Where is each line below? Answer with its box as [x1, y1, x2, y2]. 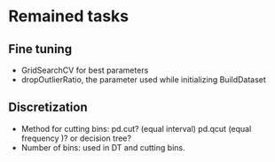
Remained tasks [8, 6, 130, 27]
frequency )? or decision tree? [20, 133, 132, 143]
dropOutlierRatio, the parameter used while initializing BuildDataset [20, 74, 267, 85]
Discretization [8, 100, 88, 115]
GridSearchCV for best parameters [20, 65, 149, 75]
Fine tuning [8, 42, 73, 57]
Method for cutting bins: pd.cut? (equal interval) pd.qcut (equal [20, 123, 252, 134]
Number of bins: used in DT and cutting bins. [20, 142, 185, 152]
